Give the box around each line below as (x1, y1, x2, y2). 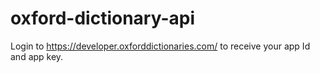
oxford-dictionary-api (10, 7, 196, 30)
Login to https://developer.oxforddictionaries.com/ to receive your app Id (10, 40, 311, 52)
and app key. (10, 50, 64, 62)
